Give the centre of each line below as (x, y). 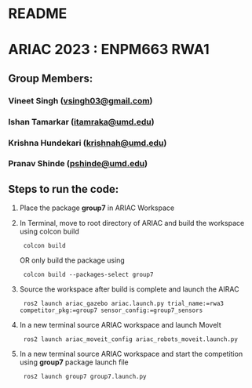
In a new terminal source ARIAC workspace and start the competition (131, 354)
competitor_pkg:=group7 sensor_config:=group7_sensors (111, 310)
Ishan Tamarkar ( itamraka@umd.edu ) (81, 121)
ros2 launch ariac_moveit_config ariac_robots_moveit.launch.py (130, 339)
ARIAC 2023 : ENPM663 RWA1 (109, 50)
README (38, 14)
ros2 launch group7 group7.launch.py (85, 377)
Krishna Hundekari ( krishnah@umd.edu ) (88, 143)
